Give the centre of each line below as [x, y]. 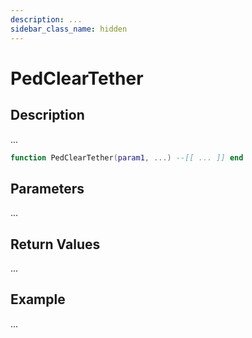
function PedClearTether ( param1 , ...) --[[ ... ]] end [127, 157]
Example [38, 299]
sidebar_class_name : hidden [69, 29]
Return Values [55, 244]
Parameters [47, 188]
